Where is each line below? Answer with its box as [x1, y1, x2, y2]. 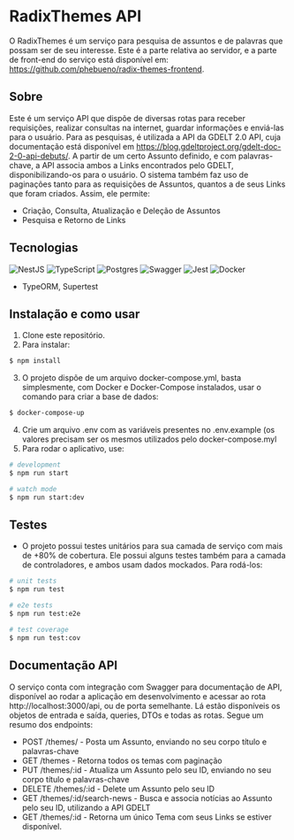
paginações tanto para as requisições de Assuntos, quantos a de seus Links [9, 179, 286, 189]
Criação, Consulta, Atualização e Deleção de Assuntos [21, 205, 221, 216]
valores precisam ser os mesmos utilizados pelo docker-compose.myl [21, 434, 277, 444]
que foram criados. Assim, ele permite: [9, 188, 150, 198]
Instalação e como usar [9, 306, 140, 321]
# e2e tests [9, 601, 53, 610]
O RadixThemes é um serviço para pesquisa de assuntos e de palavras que [9, 35, 283, 46]
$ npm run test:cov [9, 633, 81, 643]
